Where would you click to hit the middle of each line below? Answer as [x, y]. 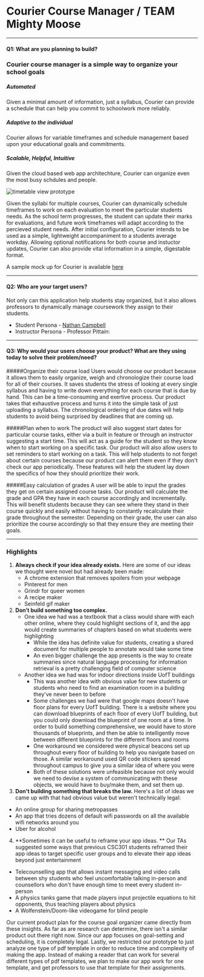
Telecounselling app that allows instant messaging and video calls [97, 872]
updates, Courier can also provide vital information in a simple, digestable [98, 249]
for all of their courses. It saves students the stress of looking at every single [102, 384]
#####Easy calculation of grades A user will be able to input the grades [96, 485]
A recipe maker [43, 597]
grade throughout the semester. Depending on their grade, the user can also [102, 517]
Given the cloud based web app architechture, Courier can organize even [98, 173]
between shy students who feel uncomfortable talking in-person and [101, 878]
